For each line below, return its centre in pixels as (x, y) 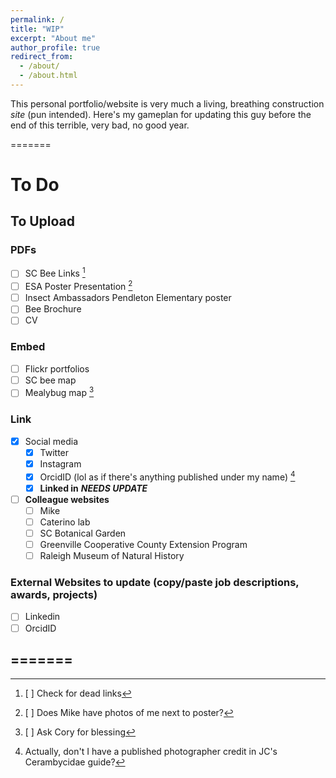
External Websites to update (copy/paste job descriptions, (155, 583)
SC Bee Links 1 (55, 273)
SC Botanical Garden (83, 533)
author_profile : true (55, 47)
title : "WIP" (37, 29)
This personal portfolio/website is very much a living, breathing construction (167, 103)
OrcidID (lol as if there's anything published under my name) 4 (167, 476)
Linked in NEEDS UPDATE (93, 488)
